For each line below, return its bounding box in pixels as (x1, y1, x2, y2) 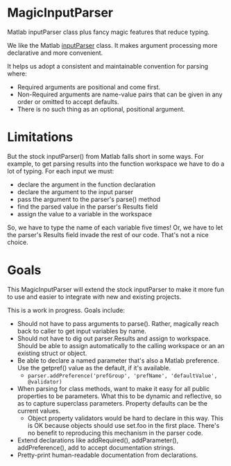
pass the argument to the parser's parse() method (17, 195, 161, 203)
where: (7, 69, 28, 78)
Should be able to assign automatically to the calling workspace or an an (17, 341, 225, 349)
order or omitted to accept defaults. (17, 97, 119, 105)
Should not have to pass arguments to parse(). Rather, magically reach (17, 319, 219, 327)
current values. (17, 406, 61, 415)
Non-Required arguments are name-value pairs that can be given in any (17, 90, 223, 98)
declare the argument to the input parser (17, 187, 134, 196)
